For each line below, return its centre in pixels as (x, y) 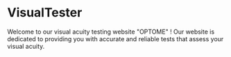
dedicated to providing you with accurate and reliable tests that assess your (115, 38)
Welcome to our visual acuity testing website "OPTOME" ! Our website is (111, 32)
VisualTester (45, 13)
